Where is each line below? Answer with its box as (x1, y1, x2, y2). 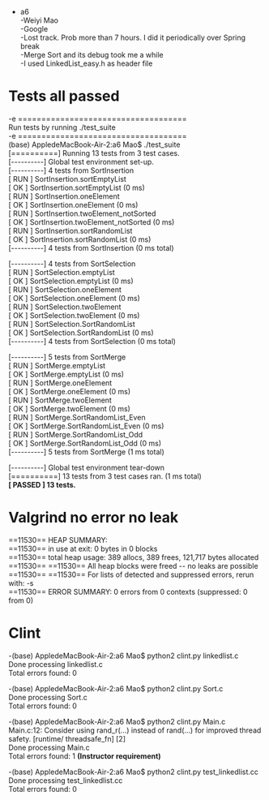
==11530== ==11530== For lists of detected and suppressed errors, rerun (8, 570, 254, 579)
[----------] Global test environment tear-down (8, 462, 164, 472)
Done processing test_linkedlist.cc (8, 775, 123, 785)
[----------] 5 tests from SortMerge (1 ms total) (8, 446, 164, 457)
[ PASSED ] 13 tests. (8, 480, 76, 489)
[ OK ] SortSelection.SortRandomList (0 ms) (8, 328, 154, 338)
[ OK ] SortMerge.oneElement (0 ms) (8, 386, 131, 396)
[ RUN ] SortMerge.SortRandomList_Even (8, 412, 146, 422)
